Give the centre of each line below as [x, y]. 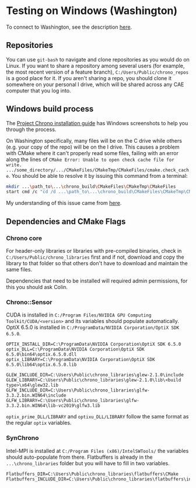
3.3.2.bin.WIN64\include [36, 396]
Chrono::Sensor [29, 302]
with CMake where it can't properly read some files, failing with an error [92, 153]
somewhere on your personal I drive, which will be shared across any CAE [95, 84]
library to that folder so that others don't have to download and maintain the [97, 263]
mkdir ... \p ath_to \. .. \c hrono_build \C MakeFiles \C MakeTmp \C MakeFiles [91, 186]
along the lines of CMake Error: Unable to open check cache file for [90, 159]
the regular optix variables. [39, 423]
